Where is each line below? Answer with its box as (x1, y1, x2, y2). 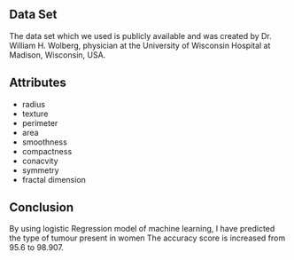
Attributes (9, 75, 66, 91)
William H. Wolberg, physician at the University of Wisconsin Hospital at (9, 40, 271, 51)
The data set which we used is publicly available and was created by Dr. (9, 30, 272, 41)
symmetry (21, 164, 59, 176)
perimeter (21, 117, 58, 128)
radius (21, 98, 46, 109)
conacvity (21, 155, 59, 166)
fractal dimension (21, 174, 87, 185)
